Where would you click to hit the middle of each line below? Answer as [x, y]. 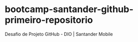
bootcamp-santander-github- [69, 9]
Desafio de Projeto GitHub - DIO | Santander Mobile [59, 34]
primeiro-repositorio [49, 20]
